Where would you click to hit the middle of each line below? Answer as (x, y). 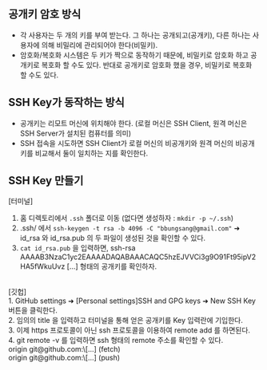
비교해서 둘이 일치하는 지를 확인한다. (92, 153)
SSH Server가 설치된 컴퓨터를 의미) (76, 133)
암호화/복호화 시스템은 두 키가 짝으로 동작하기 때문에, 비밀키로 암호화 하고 (134, 55)
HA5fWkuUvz (42, 266)
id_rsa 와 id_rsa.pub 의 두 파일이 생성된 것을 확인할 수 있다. (113, 238)
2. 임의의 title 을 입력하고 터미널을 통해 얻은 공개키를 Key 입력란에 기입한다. (126, 321)
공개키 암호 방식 (45, 14)
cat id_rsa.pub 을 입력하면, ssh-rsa (78, 248)
